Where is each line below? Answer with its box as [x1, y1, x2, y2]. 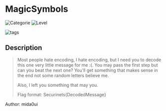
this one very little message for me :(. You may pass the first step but [17, 62, 158, 68]
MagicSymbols [5, 3, 68, 15]
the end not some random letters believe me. [17, 73, 109, 78]
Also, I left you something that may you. [17, 82, 98, 88]
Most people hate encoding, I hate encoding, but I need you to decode [17, 57, 162, 63]
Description [5, 43, 42, 52]
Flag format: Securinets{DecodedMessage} [17, 91, 107, 97]
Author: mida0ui [5, 101, 38, 107]
